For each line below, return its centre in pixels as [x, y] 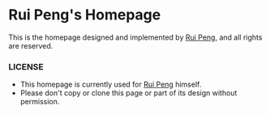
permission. [40, 102]
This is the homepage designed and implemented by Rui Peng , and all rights [135, 37]
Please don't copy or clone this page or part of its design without [129, 93]
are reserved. [31, 45]
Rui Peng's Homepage [85, 15]
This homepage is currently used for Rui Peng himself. [111, 84]
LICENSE [26, 66]
